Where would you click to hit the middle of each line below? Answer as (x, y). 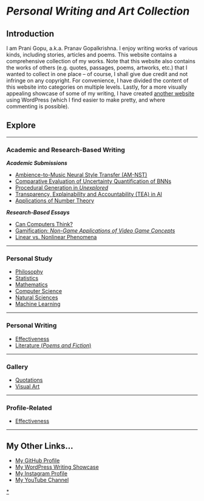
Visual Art (27, 386)
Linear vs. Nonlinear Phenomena (56, 237)
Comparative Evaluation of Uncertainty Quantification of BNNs (93, 181)
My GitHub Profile (37, 461)
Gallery (17, 367)
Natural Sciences (36, 298)
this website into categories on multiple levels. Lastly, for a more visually (97, 87)
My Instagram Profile (41, 474)
